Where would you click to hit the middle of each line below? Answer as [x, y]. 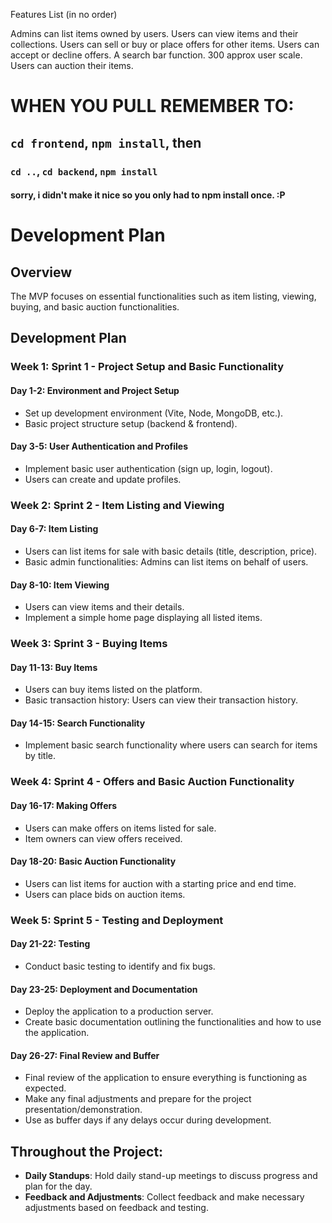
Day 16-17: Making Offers [64, 805]
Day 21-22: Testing [50, 944]
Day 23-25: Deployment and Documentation [104, 989]
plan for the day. [58, 1186]
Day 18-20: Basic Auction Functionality [93, 861]
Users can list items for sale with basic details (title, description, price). [171, 551]
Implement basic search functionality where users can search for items [171, 745]
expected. [45, 1088]
